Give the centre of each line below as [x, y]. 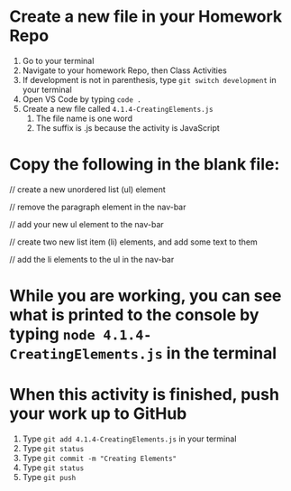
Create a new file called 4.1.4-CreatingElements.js [118, 108]
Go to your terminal [58, 60]
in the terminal [222, 353]
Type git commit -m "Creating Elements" [100, 458]
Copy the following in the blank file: [145, 165]
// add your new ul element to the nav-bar [86, 224]
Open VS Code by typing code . [82, 99]
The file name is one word [84, 118]
